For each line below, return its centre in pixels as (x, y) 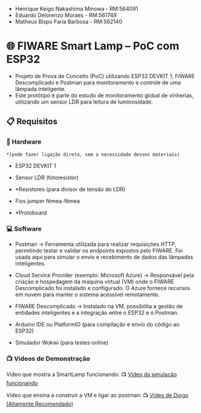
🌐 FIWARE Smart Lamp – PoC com (93, 46)
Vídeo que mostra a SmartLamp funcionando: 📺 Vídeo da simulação (92, 374)
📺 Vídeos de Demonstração (48, 358)
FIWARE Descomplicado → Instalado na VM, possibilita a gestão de (99, 306)
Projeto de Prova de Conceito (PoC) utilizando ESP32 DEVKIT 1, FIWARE (105, 76)
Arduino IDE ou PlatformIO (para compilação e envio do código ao (97, 324)
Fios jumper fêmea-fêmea (48, 201)
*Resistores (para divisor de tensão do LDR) (70, 189)
